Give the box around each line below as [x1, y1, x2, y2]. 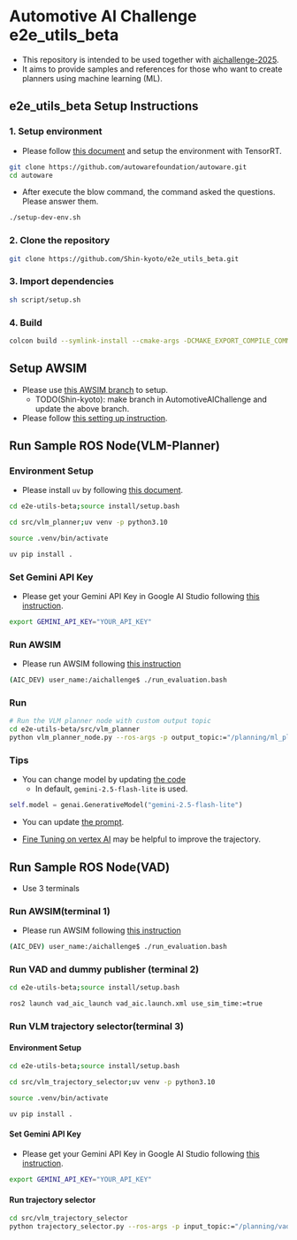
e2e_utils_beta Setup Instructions [9, 99, 199, 114]
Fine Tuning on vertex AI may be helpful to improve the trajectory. [21, 834, 261, 844]
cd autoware [9, 171, 53, 180]
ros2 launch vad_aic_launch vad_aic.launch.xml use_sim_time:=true [9, 999, 263, 1008]
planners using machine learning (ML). [21, 73, 164, 83]
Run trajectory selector [9, 1194, 96, 1205]
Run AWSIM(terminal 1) [9, 905, 110, 917]
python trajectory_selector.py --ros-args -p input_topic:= [9, 1222, 236, 1231]
